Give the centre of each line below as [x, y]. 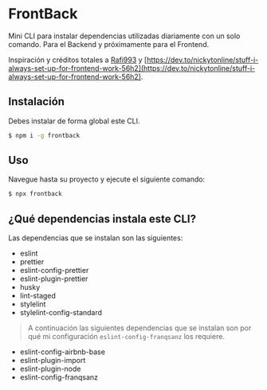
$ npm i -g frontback [44, 135]
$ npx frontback [35, 194]
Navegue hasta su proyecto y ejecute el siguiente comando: [107, 179]
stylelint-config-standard [61, 313]
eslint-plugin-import [53, 361]
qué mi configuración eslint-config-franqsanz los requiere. [126, 337]
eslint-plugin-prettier [54, 279]
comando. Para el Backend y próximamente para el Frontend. [109, 44]
